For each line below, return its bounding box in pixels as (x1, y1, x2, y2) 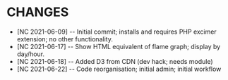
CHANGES (6, 4, 69, 20)
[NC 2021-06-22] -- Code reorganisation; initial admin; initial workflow (16, 65, 222, 73)
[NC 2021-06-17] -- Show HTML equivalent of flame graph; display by (16, 42, 221, 51)
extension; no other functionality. (16, 34, 114, 43)
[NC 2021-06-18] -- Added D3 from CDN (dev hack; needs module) (16, 57, 213, 65)
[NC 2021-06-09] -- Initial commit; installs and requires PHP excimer (16, 27, 217, 36)
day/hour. (16, 50, 45, 58)
